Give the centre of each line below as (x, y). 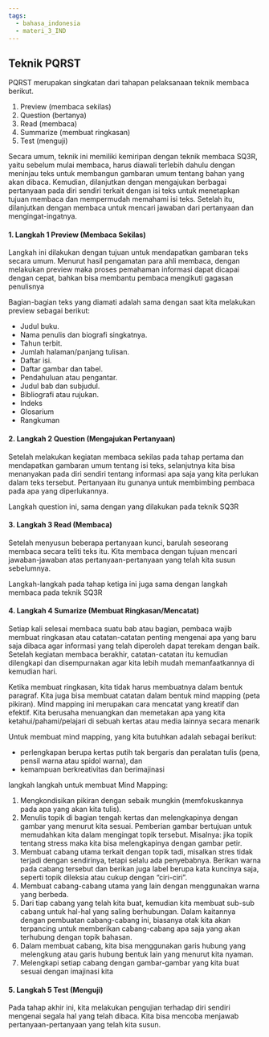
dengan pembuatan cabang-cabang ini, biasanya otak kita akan (125, 920)
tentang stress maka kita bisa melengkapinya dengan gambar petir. (131, 843)
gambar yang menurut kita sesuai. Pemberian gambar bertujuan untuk (136, 826)
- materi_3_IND (41, 31)
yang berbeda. (44, 894)
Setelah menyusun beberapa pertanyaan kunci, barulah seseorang (118, 543)
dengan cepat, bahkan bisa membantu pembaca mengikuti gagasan (121, 278)
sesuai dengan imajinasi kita (67, 971)
